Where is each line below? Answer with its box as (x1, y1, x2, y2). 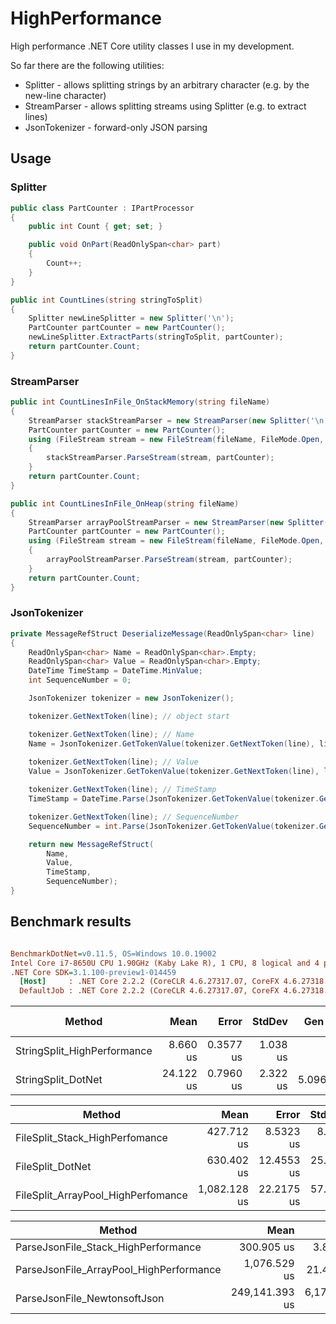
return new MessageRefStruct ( (28, 839, 155, 849)
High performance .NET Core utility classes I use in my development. (10, 40, 295, 52)
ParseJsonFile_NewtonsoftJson (15, 1292, 165, 1306)
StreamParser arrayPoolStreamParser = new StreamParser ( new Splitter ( (28, 517, 329, 527)
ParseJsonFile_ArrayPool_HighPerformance (15, 1263, 222, 1277)
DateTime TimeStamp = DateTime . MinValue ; (28, 666, 203, 676)
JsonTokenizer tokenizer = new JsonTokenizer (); (28, 693, 235, 704)
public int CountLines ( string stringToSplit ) (10, 295, 203, 305)
